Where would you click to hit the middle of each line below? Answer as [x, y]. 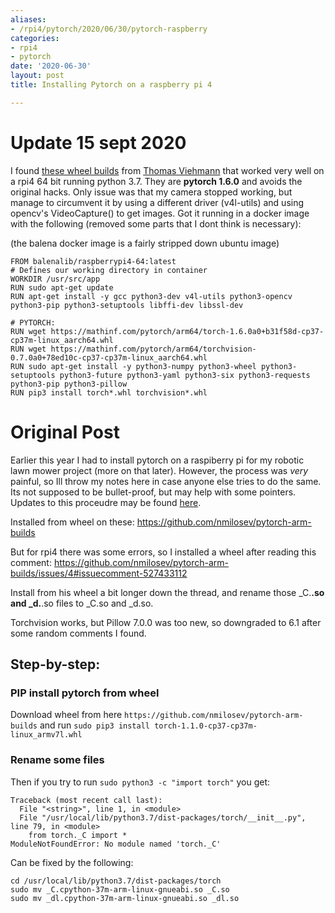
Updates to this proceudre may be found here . [106, 502]
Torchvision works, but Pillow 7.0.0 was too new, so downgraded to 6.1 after [166, 622]
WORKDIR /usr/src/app [55, 279]
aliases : [28, 19]
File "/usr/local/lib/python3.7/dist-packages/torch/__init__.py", [163, 817]
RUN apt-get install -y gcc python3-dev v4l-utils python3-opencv [151, 296]
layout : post [37, 76]
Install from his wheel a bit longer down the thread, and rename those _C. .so [167, 592]
